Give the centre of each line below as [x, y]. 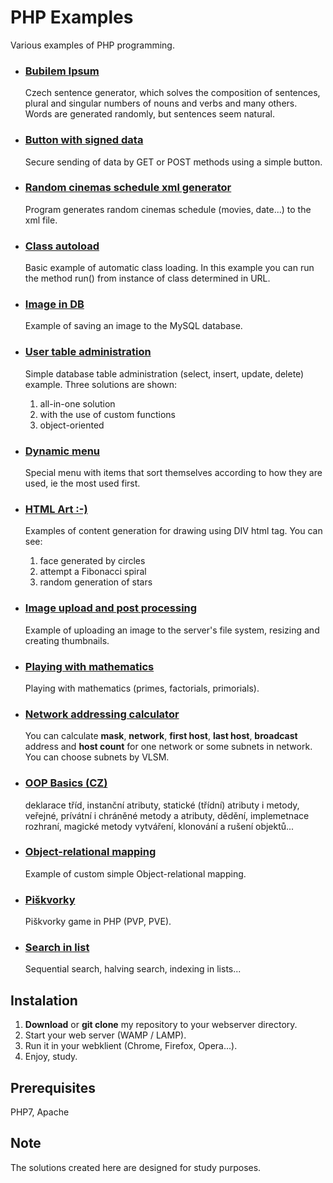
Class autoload [62, 246]
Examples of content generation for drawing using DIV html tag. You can [173, 531]
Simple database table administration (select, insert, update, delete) [164, 373]
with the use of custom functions [107, 414]
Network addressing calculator [102, 714]
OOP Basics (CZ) [66, 783]
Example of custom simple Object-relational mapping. [135, 873]
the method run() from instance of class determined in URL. [147, 278]
